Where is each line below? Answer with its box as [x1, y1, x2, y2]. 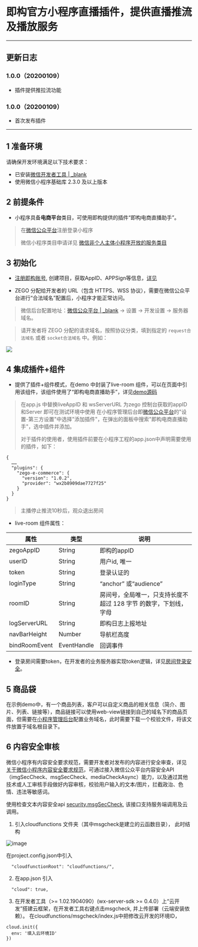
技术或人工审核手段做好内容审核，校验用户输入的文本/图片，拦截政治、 [6, 781, 179, 788]
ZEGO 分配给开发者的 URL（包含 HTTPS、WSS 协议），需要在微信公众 [14, 287, 185, 294]
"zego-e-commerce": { [16, 470, 70, 476]
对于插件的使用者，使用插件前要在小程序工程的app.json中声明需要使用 [20, 436, 192, 443]
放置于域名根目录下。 [11, 723, 63, 730]
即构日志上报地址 [100, 620, 147, 628]
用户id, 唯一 [100, 558, 132, 566]
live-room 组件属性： [14, 519, 66, 527]
